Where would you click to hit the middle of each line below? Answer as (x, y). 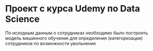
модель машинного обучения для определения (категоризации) (74, 38)
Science (22, 19)
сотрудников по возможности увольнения (50, 43)
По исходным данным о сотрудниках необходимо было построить (77, 33)
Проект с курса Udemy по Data (72, 9)
